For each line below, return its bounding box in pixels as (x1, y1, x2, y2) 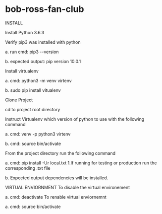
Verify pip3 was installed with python (5, 39, 81, 45)
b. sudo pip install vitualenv (5, 87, 61, 93)
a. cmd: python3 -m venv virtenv (5, 77, 72, 83)
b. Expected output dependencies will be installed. (5, 175, 108, 181)
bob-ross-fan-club (5, 3, 84, 15)
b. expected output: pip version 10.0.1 (5, 58, 81, 64)
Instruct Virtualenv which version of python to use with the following (5, 116, 145, 122)
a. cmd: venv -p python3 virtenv (5, 131, 71, 137)
